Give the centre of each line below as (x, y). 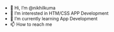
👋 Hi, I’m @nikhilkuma (33, 8)
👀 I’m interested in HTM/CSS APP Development (59, 13)
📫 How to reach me (31, 24)
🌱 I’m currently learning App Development (54, 19)
